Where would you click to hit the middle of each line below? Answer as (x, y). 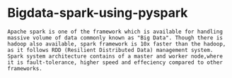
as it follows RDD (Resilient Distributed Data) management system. (110, 50)
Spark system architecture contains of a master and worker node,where (115, 56)
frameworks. (25, 68)
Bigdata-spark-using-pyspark (98, 13)
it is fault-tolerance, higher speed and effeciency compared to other (115, 62)
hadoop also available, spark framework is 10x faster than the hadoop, (117, 44)
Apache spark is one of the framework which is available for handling (115, 32)
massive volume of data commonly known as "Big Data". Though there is (115, 38)
